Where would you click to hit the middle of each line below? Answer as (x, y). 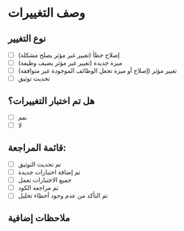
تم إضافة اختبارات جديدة (49, 172)
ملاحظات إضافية (39, 217)
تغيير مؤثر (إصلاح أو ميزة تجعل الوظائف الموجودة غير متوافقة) (98, 71)
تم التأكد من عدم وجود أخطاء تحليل (63, 196)
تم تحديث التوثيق (40, 164)
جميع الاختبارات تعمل (45, 180)
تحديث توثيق (34, 78)
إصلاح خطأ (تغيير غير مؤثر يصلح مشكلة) (69, 55)
